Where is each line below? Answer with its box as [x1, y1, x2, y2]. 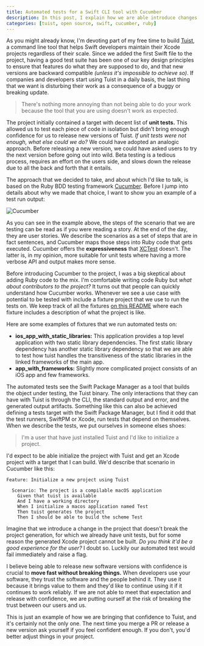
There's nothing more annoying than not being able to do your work [21, 101, 191, 108]
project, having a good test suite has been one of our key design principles [6, 56, 194, 64]
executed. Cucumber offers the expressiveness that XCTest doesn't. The [6, 245, 191, 253]
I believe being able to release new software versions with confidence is [6, 562, 188, 570]
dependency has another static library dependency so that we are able [15, 345, 193, 353]
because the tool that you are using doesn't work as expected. [21, 107, 178, 115]
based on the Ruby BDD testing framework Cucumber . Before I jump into [6, 182, 189, 190]
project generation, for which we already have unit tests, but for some [6, 531, 181, 539]
